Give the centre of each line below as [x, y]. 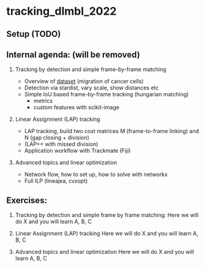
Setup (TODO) [34, 34]
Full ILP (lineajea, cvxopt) [56, 181]
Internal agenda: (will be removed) [73, 54]
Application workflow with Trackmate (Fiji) [77, 151]
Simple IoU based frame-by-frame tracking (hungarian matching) [106, 94]
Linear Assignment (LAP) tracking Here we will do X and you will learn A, [107, 234]
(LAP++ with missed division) [61, 144]
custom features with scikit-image [76, 107]
